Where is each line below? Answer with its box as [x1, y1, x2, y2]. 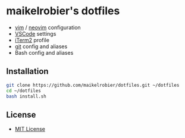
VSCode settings [14, 30, 57, 37]
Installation [6, 67, 49, 77]
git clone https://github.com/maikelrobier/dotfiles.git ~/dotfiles [6, 82, 180, 88]
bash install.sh [6, 93, 46, 99]
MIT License [14, 126, 46, 133]
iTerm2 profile [14, 36, 49, 43]
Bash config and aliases [14, 49, 74, 56]
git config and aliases [14, 43, 68, 50]
